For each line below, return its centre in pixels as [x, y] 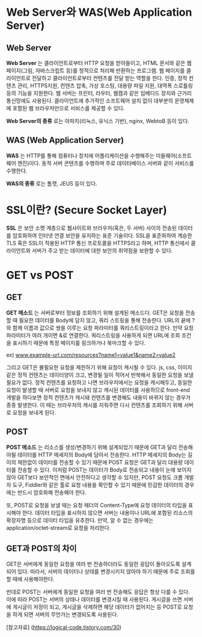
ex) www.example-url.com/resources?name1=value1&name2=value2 [91, 355]
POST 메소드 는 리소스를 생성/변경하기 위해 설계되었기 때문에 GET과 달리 [92, 447]
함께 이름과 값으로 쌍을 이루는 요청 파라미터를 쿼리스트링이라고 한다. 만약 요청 [103, 328]
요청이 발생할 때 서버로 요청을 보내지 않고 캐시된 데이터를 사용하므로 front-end [98, 390]
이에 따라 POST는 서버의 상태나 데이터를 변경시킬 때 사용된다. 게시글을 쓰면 [94, 600]
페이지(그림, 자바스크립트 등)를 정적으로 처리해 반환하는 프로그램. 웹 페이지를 [96, 71]
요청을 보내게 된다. [34, 412]
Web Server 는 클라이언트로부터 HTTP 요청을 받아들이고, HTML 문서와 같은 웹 [99, 63]
